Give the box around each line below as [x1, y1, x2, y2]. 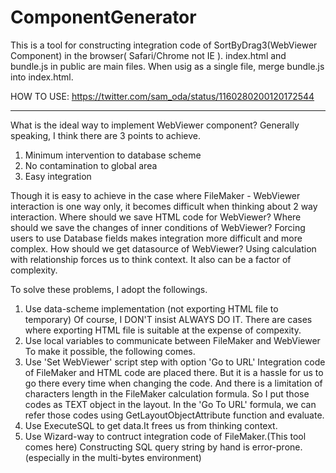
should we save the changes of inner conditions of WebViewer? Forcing [10, 221, 306, 233]
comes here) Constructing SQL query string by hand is [24, 441, 250, 453]
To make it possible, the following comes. [24, 345, 196, 357]
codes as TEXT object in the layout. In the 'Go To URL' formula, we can [24, 398, 317, 410]
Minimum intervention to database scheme [24, 149, 202, 161]
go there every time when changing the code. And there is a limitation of [24, 377, 323, 389]
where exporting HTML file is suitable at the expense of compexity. [24, 324, 302, 336]
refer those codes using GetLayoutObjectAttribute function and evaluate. [24, 409, 325, 421]
